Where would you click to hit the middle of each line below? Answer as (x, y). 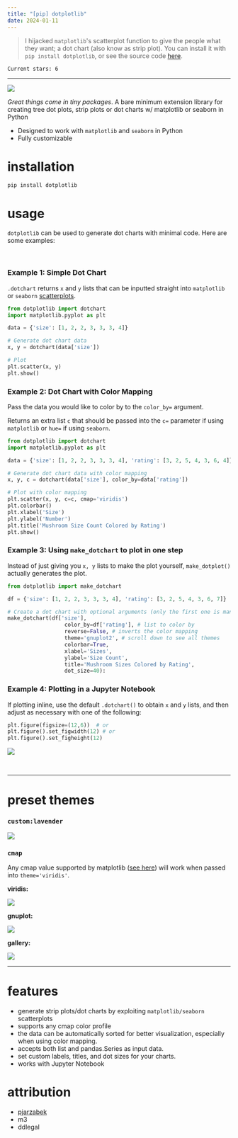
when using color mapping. (57, 1041)
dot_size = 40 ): (85, 671)
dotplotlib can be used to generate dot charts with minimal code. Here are (117, 233)
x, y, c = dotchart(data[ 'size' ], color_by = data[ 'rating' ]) (98, 480)
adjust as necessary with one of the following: (74, 712)
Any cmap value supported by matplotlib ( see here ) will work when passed (117, 867)
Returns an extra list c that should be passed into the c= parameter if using (116, 420)
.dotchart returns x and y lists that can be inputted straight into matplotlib (116, 288)
